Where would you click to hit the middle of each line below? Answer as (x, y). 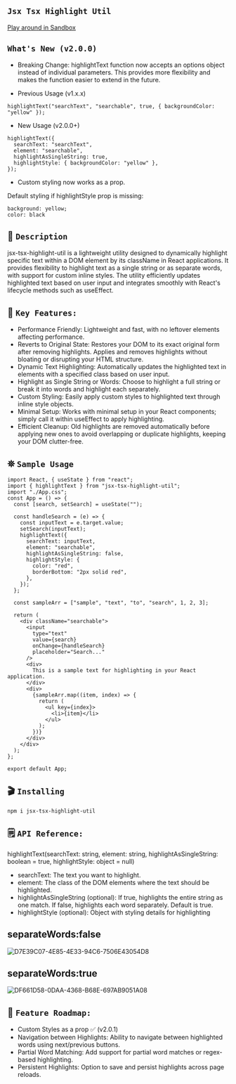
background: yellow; (38, 208)
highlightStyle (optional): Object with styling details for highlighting (114, 912)
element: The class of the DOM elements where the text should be (113, 882)
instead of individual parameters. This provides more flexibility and (114, 72)
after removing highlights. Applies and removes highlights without (112, 352)
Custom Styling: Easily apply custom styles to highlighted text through (119, 396)
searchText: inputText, (61, 541)
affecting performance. (51, 337)
